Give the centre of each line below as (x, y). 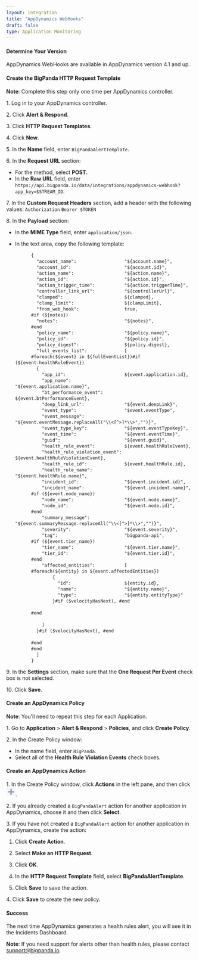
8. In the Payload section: (38, 220)
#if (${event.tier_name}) (63, 541)
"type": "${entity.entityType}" (120, 595)
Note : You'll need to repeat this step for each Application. (77, 716)
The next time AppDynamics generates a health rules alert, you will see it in (99, 926)
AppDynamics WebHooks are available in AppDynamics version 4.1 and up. (98, 64)
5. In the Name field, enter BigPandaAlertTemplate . (68, 149)
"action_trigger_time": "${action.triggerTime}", (113, 285)
